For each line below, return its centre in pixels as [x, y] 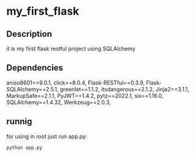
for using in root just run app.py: [47, 136]
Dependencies [35, 68]
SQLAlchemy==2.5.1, [32, 89]
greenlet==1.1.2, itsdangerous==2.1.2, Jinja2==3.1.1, [124, 89]
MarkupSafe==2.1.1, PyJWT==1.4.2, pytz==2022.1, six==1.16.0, [85, 96]
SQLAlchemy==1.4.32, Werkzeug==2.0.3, [59, 102]
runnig [19, 122]
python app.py [25, 147]
